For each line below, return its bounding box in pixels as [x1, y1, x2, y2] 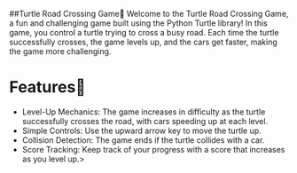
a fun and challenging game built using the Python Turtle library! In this [9, 18, 268, 28]
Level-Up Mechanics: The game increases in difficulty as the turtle [21, 106, 266, 117]
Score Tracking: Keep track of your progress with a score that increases [21, 144, 285, 154]
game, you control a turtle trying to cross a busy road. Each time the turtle [9, 28, 279, 37]
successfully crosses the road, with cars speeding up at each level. [21, 115, 269, 126]
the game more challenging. [9, 46, 112, 57]
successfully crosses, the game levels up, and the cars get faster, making [9, 36, 277, 47]
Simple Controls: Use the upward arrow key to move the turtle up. [21, 125, 262, 136]
